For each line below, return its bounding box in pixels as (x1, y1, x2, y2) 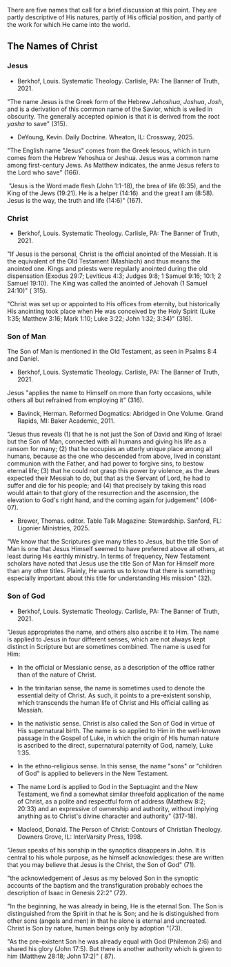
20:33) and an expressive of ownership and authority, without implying (17, 804, 219, 813)
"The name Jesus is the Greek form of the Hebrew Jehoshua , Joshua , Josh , (7, 97, 224, 106)
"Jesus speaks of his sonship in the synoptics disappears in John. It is (7, 846, 205, 854)
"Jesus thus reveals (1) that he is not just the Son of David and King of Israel (7, 430, 222, 439)
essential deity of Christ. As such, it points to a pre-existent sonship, (17, 691, 212, 699)
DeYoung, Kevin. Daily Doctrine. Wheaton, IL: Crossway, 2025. (17, 132, 194, 141)
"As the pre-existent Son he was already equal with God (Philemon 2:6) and (7, 937, 222, 946)
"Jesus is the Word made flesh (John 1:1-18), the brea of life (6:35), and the (8, 181, 221, 190)
